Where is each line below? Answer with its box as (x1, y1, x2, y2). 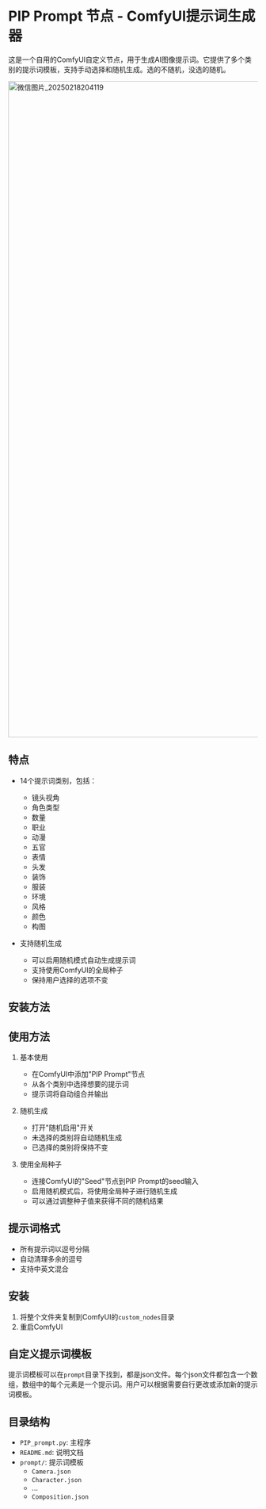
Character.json (31, 1476, 82, 1484)
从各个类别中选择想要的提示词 (31, 1079, 129, 1089)
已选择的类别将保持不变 (31, 1143, 108, 1152)
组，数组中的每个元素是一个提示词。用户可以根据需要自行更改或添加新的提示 (8, 1380, 258, 1389)
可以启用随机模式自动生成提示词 (31, 955, 136, 964)
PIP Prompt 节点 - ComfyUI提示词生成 (8, 7, 256, 25)
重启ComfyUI (19, 1322, 63, 1331)
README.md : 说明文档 (19, 1448, 85, 1457)
